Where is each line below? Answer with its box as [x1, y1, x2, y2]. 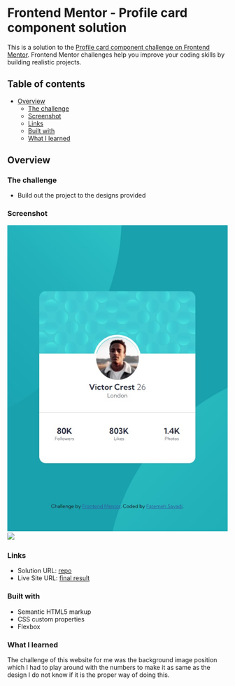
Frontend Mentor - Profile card [7, 5, 187, 21]
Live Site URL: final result [17, 574, 90, 582]
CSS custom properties [17, 615, 85, 623]
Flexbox [17, 622, 41, 631]
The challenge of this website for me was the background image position [7, 655, 218, 664]
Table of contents [7, 78, 85, 90]
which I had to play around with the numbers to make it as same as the [7, 663, 211, 671]
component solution [7, 20, 127, 36]
